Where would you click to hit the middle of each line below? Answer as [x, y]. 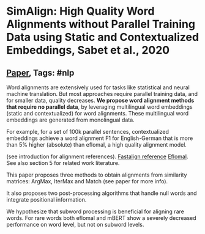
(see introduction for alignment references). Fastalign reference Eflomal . [97, 156]
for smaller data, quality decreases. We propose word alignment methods [100, 100]
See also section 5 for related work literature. [63, 163]
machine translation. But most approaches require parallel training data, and [102, 94]
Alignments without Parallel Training [101, 24]
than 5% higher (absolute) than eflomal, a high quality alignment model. [96, 144]
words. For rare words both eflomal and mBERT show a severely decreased [102, 218]
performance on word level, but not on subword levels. [75, 225]
